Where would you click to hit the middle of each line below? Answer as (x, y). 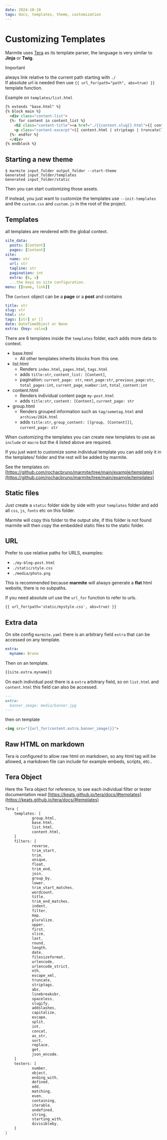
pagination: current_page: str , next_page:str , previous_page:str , (87, 380)
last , (37, 939)
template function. (24, 88)
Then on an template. (27, 663)
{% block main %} (23, 112)
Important (15, 68)
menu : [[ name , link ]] (28, 287)
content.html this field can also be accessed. (51, 687)
